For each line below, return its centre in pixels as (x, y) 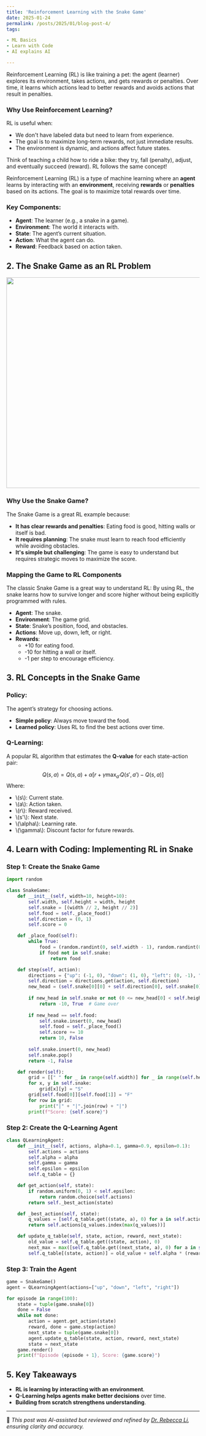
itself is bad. (31, 533)
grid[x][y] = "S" (61, 1089)
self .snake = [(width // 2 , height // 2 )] (83, 907)
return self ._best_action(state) (71, 1202)
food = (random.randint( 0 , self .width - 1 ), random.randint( (119, 947)
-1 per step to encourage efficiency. (70, 658)
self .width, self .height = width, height (82, 902)
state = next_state (53, 1344)
